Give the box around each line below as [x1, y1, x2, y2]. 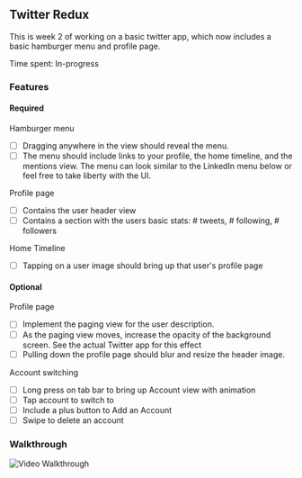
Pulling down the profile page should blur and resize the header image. [22, 348, 286, 359]
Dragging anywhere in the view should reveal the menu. [22, 140, 229, 151]
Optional [9, 281, 42, 292]
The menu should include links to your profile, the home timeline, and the [22, 150, 294, 161]
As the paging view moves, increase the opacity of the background [22, 329, 271, 340]
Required [9, 103, 45, 113]
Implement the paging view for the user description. [22, 319, 215, 329]
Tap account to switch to [22, 394, 114, 405]
